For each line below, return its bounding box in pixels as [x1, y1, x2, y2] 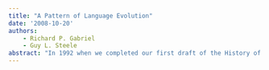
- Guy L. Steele [23, 42, 78, 50]
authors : [8, 27, 38, 35]
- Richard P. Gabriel [23, 34, 95, 43]
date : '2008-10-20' [8, 19, 74, 27]
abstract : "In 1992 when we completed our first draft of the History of [8, 49, 262, 57]
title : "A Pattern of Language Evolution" [8, 11, 153, 20]
